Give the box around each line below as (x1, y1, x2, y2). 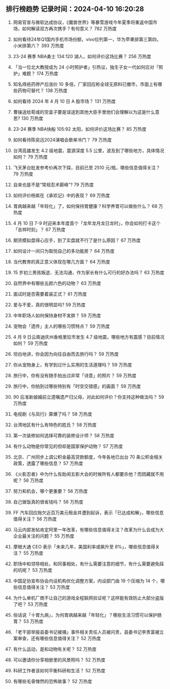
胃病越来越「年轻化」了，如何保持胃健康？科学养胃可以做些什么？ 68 (13, 203, 158, 209)
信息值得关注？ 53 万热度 (17, 584, 70, 590)
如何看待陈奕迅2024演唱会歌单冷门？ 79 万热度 (13, 136, 112, 143)
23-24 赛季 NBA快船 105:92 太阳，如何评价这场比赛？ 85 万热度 (13, 126, 147, 132)
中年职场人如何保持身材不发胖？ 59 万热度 (13, 312, 101, 318)
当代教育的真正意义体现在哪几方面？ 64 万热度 (13, 258, 110, 264)
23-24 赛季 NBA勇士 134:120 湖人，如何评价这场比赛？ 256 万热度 (13, 53, 151, 59)
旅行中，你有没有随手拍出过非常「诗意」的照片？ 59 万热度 (13, 372, 137, 378)
